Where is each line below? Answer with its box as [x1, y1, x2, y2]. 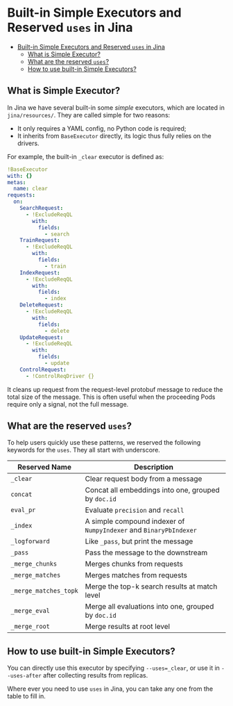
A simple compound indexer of [85, 516, 185, 526]
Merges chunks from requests [85, 559, 184, 569]
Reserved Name [17, 462, 71, 472]
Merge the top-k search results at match [85, 582, 218, 591]
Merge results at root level [85, 622, 171, 632]
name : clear [13, 186, 49, 192]
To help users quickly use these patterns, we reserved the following [7, 438, 201, 447]
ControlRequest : [19, 366, 67, 373]
